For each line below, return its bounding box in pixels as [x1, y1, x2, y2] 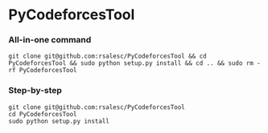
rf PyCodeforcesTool [8, 66, 78, 75]
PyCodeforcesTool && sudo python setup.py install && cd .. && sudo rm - [8, 59, 262, 67]
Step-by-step [8, 85, 63, 96]
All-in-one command [8, 34, 92, 46]
